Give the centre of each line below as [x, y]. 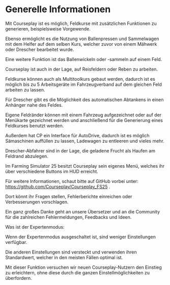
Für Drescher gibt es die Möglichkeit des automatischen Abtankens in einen [84, 100]
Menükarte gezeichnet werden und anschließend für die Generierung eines [84, 120]
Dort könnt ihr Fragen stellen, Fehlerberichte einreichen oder [69, 196]
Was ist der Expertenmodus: [35, 227]
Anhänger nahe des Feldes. [34, 105]
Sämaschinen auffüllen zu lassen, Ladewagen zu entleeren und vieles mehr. [85, 141]
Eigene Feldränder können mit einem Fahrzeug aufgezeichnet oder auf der [83, 115]
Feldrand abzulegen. [27, 156]
